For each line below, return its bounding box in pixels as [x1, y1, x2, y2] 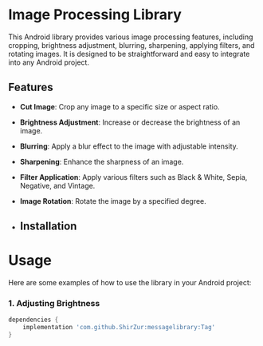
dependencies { [8, 316, 59, 324]
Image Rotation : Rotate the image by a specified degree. [19, 196, 207, 205]
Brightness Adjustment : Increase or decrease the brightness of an [19, 117, 241, 127]
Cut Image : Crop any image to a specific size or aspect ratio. [19, 101, 221, 111]
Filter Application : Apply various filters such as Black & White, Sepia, [19, 172, 248, 181]
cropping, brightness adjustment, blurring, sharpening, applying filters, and [8, 40, 255, 50]
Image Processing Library [8, 6, 182, 24]
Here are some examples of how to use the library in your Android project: [8, 278, 252, 288]
